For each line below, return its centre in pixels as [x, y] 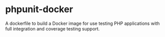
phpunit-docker [39, 9]
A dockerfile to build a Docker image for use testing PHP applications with [82, 23]
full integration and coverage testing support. [53, 28]
